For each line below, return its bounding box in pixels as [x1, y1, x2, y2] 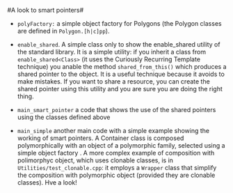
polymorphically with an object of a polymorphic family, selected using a [17, 141, 225, 149]
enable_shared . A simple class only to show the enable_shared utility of [17, 40, 220, 48]
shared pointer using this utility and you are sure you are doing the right [17, 85, 223, 93]
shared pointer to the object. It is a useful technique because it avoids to [17, 70, 225, 78]
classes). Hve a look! [17, 178, 78, 187]
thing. [17, 92, 34, 100]
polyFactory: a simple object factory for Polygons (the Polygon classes [17, 20, 222, 27]
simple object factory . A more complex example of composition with [17, 149, 215, 157]
